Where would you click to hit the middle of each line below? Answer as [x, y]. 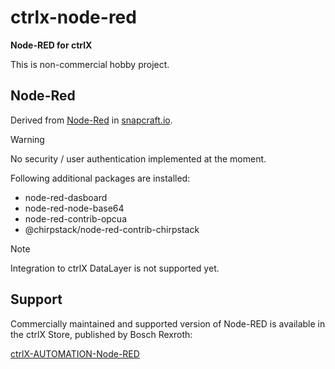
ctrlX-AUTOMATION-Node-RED [75, 353]
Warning [27, 139]
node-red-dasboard [66, 197]
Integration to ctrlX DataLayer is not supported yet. [115, 268]
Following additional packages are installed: [100, 178]
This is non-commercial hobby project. [90, 64]
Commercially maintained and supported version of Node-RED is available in [168, 323]
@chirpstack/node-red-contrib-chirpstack [112, 229]
